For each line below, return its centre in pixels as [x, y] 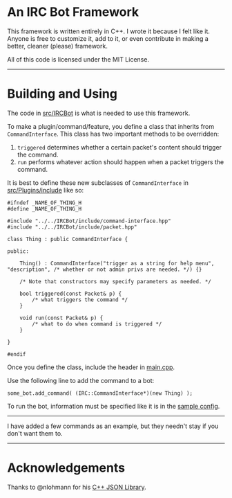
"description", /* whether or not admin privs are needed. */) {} [105, 269]
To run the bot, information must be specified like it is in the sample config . [114, 406]
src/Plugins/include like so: [46, 190]
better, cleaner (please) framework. [58, 46]
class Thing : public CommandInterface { [68, 239]
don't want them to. [35, 433]
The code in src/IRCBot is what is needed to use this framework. [99, 113]
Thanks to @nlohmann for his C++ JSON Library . [77, 487]
